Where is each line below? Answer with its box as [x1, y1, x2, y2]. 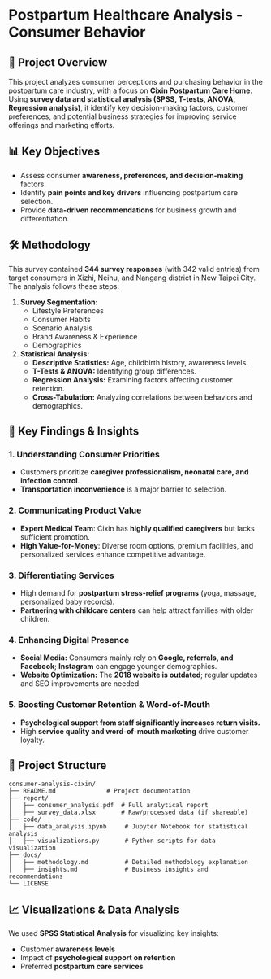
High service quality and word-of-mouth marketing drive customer [19, 726, 249, 736]
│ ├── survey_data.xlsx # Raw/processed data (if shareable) [8, 808, 249, 817]
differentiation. [19, 213, 70, 223]
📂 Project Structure [8, 758, 107, 772]
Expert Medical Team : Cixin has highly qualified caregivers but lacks [19, 523, 256, 533]
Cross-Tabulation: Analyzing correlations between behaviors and [32, 392, 253, 402]
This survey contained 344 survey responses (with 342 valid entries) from [8, 264, 260, 273]
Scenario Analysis [32, 323, 93, 333]
